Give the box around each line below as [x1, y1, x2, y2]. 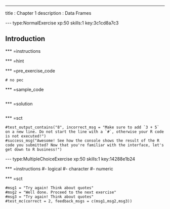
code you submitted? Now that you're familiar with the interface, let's [5, 143, 164, 148]
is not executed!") [5, 133, 47, 138]
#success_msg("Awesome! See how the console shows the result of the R [5, 138, 159, 143]
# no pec [5, 77, 24, 83]
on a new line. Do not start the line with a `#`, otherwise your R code [5, 129, 164, 134]
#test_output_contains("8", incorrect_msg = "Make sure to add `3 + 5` [5, 125, 159, 130]
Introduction [5, 34, 46, 43]
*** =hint [5, 58, 24, 64]
